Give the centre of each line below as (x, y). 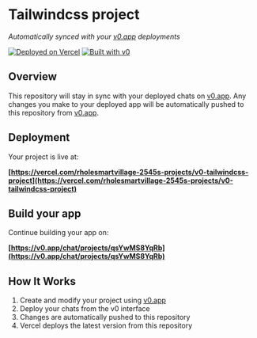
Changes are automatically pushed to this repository (105, 317)
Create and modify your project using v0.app (93, 300)
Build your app (45, 213)
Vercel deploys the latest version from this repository (106, 325)
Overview (33, 77)
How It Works (42, 281)
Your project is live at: (43, 157)
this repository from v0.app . (53, 112)
